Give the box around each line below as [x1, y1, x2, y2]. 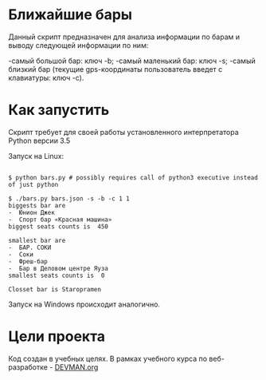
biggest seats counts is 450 [8, 222, 109, 231]
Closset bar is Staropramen [8, 285, 102, 293]
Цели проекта [8, 327, 106, 346]
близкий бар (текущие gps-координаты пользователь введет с [8, 64, 223, 73]
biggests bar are [8, 201, 66, 209]
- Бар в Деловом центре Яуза [8, 264, 109, 272]
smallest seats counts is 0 [8, 271, 105, 279]
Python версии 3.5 [8, 136, 71, 145]
